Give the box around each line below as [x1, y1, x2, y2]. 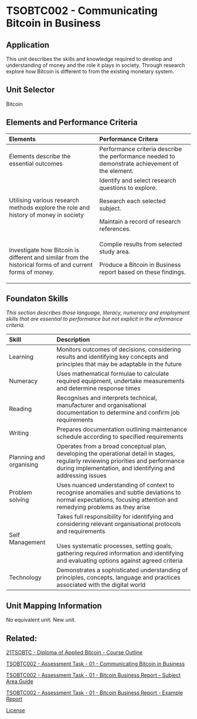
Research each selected [99, 196, 166, 205]
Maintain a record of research [99, 217, 181, 225]
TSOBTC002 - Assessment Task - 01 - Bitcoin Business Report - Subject [6, 671, 181, 679]
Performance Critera [99, 135, 158, 143]
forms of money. [9, 268, 55, 276]
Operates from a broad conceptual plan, [56, 442, 167, 450]
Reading [9, 405, 32, 413]
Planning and [9, 453, 45, 462]
